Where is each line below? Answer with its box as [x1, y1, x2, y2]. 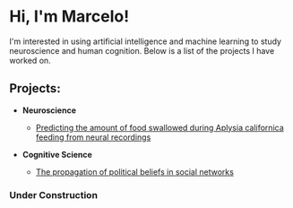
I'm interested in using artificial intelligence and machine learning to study [9, 36, 282, 47]
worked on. [9, 55, 51, 65]
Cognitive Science [22, 149, 92, 160]
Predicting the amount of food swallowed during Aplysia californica [35, 122, 284, 133]
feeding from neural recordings [35, 132, 151, 143]
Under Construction [9, 188, 99, 201]
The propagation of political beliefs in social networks [35, 166, 235, 177]
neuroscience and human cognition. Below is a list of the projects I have [9, 45, 275, 56]
